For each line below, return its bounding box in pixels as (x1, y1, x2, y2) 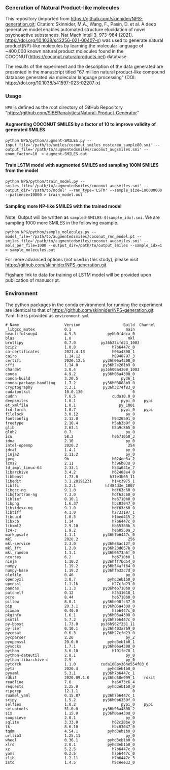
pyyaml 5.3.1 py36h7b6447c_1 (5, 670, 135, 676)
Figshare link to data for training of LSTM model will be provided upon (5, 272, 151, 278)
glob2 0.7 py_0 (5, 429, 135, 435)
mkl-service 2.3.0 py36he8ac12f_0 (5, 541, 135, 546)
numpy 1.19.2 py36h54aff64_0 (5, 563, 135, 568)
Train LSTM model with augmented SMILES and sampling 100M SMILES (5, 162, 159, 168)
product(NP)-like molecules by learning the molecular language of (5, 43, 144, 49)
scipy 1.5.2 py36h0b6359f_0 (5, 697, 135, 703)
